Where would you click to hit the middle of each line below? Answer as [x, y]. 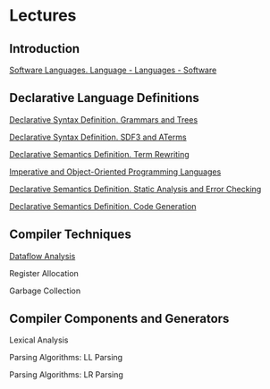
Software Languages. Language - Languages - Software [113, 70]
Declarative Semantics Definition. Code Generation [103, 206]
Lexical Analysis [39, 340]
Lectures [43, 16]
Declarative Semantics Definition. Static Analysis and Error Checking [135, 189]
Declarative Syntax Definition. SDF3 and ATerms [98, 137]
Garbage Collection [45, 291]
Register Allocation [44, 273]
